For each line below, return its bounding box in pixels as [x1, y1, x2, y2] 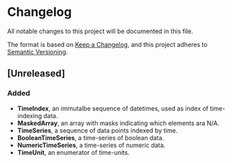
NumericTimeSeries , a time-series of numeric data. [17, 141, 166, 149]
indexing [17, 111, 42, 119]
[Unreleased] [7, 68, 66, 79]
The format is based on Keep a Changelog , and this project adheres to [7, 40, 208, 48]
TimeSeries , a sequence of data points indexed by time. [17, 126, 178, 135]
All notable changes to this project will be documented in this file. [7, 27, 194, 35]
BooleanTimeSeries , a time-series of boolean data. [17, 133, 164, 142]
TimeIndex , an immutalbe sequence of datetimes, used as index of [17, 104, 209, 113]
